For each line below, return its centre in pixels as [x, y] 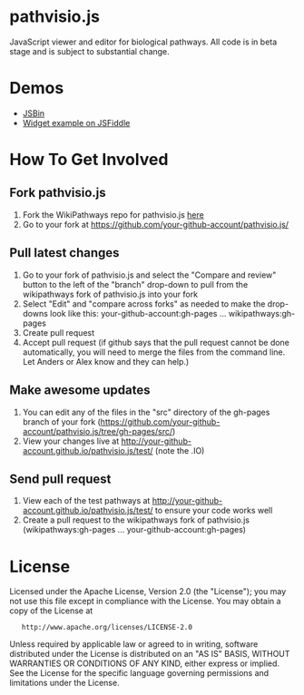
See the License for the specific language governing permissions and [139, 673]
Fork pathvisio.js [58, 193]
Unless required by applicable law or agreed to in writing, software [134, 644]
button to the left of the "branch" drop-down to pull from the [135, 284]
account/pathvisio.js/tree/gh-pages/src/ [98, 431]
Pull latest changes [64, 253]
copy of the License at [51, 611]
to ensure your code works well [214, 511]
